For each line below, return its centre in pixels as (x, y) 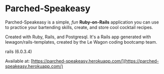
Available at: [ (19, 61)
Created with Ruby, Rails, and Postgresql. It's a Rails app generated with (78, 37)
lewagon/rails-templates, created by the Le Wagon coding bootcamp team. (81, 42)
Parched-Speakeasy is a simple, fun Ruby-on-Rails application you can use (82, 22)
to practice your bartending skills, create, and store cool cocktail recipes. (79, 27)
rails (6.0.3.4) (18, 51)
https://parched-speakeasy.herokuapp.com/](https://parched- (96, 61)
